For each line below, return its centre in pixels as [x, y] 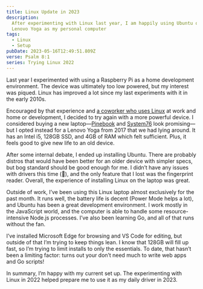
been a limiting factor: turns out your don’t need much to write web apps [96, 255]
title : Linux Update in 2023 [43, 12]
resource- [176, 211]
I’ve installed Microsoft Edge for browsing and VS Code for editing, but [94, 236]
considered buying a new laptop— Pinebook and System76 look [85, 123]
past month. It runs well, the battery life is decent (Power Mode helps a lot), [100, 198]
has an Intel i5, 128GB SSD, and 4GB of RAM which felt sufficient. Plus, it [96, 136]
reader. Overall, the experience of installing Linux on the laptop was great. [98, 180]
